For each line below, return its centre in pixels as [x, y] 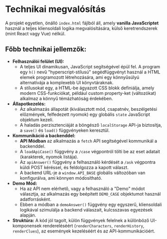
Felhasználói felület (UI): [38, 61]
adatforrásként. [35, 199]
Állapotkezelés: [29, 104]
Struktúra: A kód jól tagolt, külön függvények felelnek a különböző [81, 220]
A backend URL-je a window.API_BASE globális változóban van [83, 173]
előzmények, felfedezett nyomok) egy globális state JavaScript [85, 114]
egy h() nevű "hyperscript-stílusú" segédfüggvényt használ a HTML [90, 72]
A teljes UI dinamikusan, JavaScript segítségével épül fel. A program [90, 66]
